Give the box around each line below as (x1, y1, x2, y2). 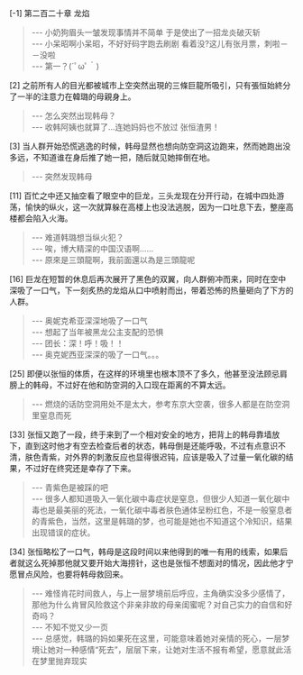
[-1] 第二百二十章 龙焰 (9, 8, 90, 18)
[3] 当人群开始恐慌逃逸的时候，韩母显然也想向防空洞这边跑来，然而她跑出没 (9, 141, 291, 151)
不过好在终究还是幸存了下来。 (24, 463, 136, 473)
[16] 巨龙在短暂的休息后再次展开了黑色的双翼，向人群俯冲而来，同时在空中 (9, 274, 287, 284)
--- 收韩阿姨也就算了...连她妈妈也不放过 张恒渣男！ (31, 122, 221, 132)
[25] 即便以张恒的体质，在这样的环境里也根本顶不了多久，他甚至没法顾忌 (9, 369, 280, 379)
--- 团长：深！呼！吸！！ (31, 338, 124, 349)
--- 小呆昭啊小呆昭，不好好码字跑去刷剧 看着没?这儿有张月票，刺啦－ (31, 39, 289, 49)
